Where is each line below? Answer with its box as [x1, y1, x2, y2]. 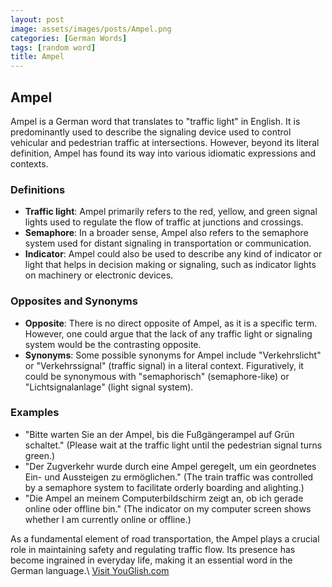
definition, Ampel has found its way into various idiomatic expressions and [10, 147, 317, 159]
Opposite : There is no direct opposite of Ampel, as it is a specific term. [24, 317, 318, 329]
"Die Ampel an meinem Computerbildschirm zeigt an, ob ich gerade [24, 492, 304, 504]
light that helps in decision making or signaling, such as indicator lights [24, 259, 317, 271]
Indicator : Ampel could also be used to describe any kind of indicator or [24, 248, 323, 260]
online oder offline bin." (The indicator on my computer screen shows [24, 502, 312, 515]
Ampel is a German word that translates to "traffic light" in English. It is [10, 115, 301, 127]
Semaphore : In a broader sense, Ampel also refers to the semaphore [24, 227, 309, 239]
